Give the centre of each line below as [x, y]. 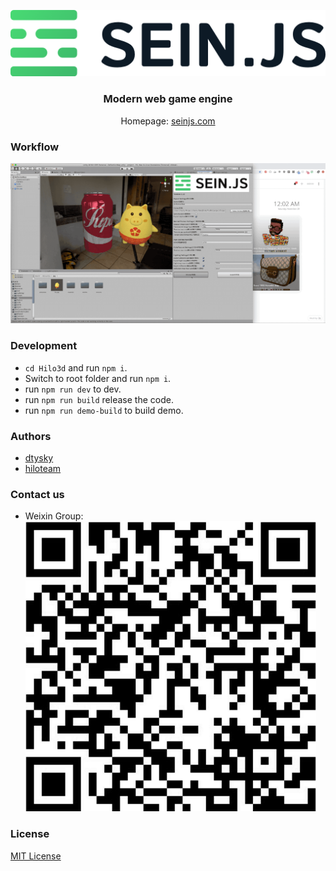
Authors [31, 436]
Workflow [35, 147]
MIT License [36, 856]
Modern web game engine [168, 99]
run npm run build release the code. [99, 399]
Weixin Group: [54, 516]
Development [44, 346]
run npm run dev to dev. [73, 389]
